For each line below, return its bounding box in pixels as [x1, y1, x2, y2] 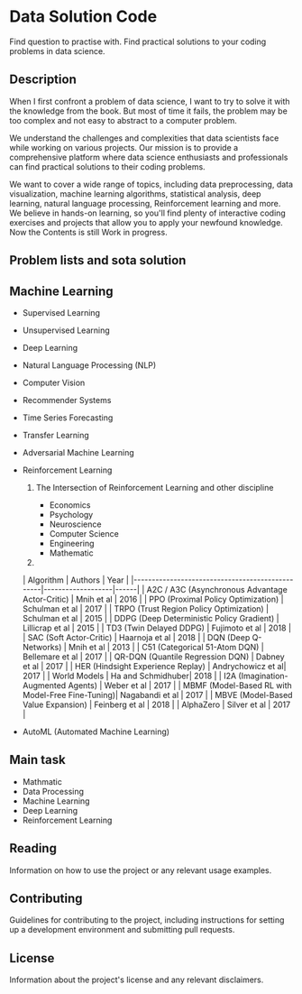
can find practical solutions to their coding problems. [9, 161, 206, 172]
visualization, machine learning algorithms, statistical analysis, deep [9, 188, 261, 199]
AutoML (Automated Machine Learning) [22, 726, 169, 737]
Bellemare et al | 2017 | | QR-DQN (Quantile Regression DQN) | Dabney [22, 651, 286, 662]
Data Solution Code [9, 6, 158, 27]
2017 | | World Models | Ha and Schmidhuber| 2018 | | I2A [22, 670, 237, 681]
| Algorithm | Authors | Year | [22, 575, 129, 585]
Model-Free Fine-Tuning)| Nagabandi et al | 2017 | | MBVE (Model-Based [22, 689, 293, 700]
